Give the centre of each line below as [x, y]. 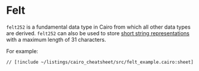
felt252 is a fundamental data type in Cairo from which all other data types [99, 27]
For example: [22, 51]
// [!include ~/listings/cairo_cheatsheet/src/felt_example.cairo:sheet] [100, 62]
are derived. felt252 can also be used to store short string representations [98, 33]
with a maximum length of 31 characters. [56, 39]
